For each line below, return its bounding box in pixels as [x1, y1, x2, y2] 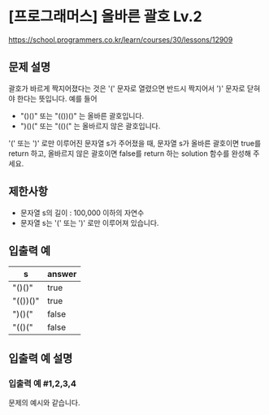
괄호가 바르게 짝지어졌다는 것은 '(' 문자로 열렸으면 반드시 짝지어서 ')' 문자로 [8, 83, 245, 93]
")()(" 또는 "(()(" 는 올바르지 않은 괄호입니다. [20, 121, 161, 131]
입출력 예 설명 [8, 351, 73, 365]
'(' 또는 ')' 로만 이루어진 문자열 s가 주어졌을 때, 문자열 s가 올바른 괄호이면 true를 [8, 138, 262, 148]
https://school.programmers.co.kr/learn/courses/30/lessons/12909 [8, 34, 233, 45]
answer [47, 269, 77, 280]
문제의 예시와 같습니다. [8, 398, 80, 408]
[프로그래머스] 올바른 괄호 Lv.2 [8, 7, 202, 26]
